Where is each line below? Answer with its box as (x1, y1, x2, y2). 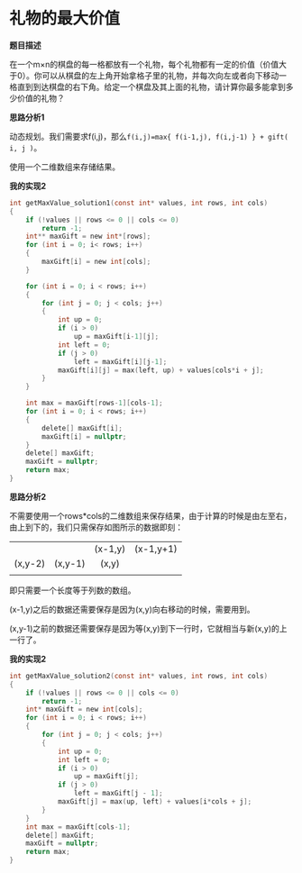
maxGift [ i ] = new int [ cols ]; (41, 258, 151, 267)
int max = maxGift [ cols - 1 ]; (25, 822, 131, 832)
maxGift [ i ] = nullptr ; (41, 432, 127, 441)
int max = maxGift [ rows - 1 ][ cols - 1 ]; (25, 398, 164, 408)
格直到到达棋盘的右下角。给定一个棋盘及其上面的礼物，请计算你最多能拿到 (9, 81, 286, 92)
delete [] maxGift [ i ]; (41, 423, 124, 432)
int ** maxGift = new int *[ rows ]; (25, 232, 151, 241)
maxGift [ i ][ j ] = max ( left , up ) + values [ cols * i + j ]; (57, 366, 264, 375)
